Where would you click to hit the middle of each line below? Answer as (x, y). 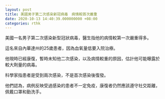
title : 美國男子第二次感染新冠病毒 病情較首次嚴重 (51, 14)
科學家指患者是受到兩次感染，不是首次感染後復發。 (57, 75)
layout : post (18, 10)
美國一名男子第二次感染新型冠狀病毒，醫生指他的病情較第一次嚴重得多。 (78, 38)
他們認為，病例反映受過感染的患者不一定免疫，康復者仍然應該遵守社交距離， (82, 86)
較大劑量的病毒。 (22, 65)
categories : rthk (23, 23)
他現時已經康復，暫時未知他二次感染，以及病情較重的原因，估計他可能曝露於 (82, 59)
